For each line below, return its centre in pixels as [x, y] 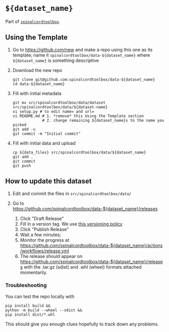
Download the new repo [37, 70]
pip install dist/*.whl [30, 315]
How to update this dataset [48, 181]
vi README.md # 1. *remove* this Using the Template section [78, 116]
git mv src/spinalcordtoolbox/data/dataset [59, 102]
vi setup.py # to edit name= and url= [53, 112]
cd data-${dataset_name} [39, 84]
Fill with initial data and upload [44, 143]
